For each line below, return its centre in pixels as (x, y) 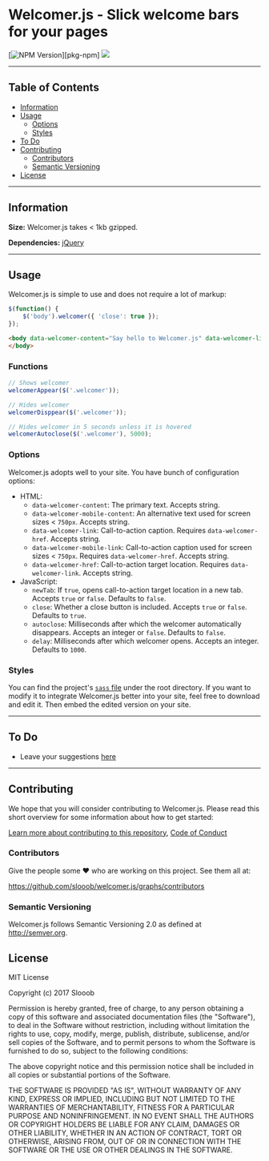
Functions (28, 366)
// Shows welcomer (39, 383)
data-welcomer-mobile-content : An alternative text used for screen (141, 513)
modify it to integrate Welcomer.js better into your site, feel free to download (134, 696)
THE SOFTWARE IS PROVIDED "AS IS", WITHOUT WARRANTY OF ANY (125, 1090)
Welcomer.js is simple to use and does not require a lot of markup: (117, 295)
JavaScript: (39, 581)
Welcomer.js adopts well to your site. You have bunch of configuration (124, 472)
